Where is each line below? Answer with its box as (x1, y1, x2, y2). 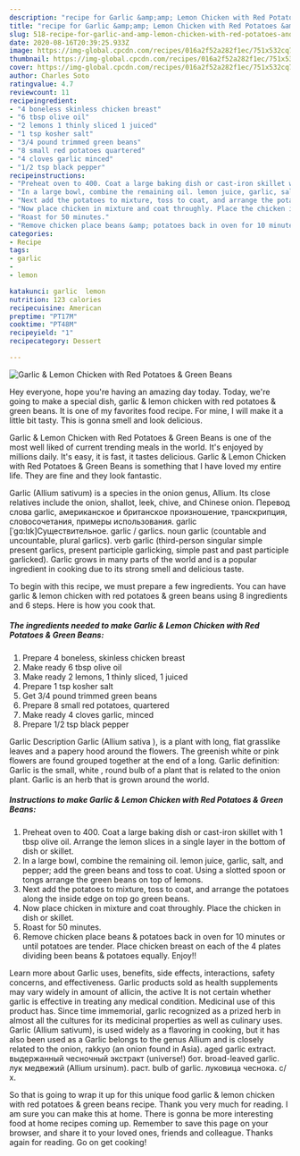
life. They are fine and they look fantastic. (9, 470, 162, 481)
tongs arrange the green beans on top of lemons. (21, 873, 204, 885)
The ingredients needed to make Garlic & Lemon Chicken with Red (9, 620, 260, 631)
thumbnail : (9, 55, 50, 63)
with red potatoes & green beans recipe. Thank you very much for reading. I (9, 1099, 288, 1110)
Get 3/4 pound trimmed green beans (21, 690, 158, 701)
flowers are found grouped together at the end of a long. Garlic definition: (9, 755, 279, 765)
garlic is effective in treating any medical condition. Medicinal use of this (9, 996, 276, 1007)
